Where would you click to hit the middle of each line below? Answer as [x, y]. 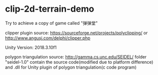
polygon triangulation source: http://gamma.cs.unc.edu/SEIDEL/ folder [76, 56]
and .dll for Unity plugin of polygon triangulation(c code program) [71, 67]
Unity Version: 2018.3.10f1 [31, 47]
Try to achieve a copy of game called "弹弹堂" [51, 23]
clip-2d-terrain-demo [50, 9]
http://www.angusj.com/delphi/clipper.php [48, 38]
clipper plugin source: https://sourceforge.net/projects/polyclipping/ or [77, 33]
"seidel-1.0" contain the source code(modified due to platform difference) [79, 62]
